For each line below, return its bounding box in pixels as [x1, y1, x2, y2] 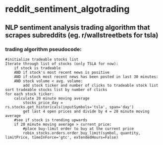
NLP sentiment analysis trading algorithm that [5, 23, 150, 32]
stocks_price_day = [23, 100, 63, 105]
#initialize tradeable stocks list [5, 57, 79, 62]
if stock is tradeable [14, 65, 61, 70]
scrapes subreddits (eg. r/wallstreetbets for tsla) [5, 31, 159, 39]
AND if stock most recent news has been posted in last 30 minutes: [14, 74, 159, 79]
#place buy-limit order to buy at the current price [23, 126, 134, 131]
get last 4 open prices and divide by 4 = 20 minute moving [23, 109, 150, 114]
